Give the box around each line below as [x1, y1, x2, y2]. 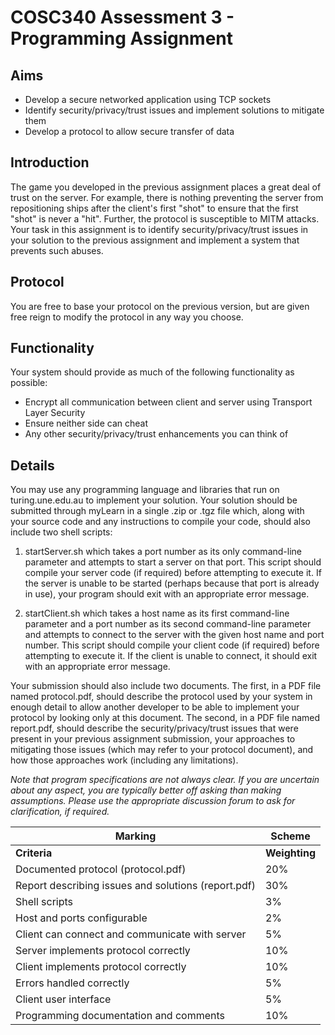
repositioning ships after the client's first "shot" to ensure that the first [10, 202, 299, 214]
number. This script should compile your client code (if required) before [24, 639, 320, 651]
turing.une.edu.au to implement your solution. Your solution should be [10, 494, 298, 506]
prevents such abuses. [10, 244, 104, 256]
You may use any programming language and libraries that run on [10, 484, 280, 496]
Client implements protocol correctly [15, 960, 187, 974]
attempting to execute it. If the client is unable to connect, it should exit [24, 650, 318, 662]
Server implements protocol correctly [15, 944, 191, 958]
